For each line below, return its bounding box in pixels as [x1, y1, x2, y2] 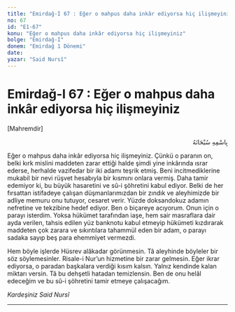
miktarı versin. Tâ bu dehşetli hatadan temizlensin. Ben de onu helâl [7, 269, 201, 278]
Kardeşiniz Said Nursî [7, 290, 70, 299]
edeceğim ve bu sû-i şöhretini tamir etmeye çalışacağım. [7, 276, 170, 285]
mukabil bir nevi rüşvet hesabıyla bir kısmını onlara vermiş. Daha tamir [7, 173, 208, 182]
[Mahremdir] [7, 124, 43, 133]
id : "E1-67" [7, 23, 42, 30]
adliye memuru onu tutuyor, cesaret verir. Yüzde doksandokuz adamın [7, 196, 209, 204]
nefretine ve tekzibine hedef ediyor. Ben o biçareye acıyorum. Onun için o [7, 203, 219, 212]
